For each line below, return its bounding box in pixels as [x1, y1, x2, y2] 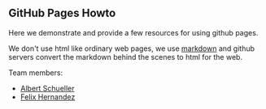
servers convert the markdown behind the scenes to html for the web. [8, 52, 242, 61]
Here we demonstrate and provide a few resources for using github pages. [8, 27, 259, 37]
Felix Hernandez [20, 92, 76, 102]
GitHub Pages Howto [8, 6, 116, 20]
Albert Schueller [20, 83, 75, 93]
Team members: [8, 68, 63, 78]
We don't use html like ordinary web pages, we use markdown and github [8, 44, 255, 53]
